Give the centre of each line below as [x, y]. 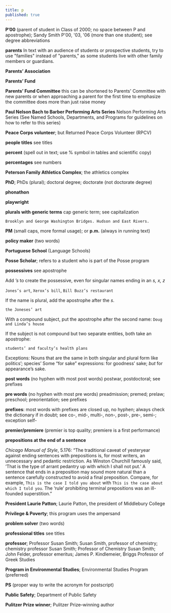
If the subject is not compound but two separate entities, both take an [78, 333]
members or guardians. [30, 61]
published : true [22, 15]
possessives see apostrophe [36, 270]
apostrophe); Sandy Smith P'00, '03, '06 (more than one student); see [79, 35]
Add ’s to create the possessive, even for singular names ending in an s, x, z [85, 280]
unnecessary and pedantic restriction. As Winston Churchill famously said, [84, 461]
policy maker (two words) [33, 241]
